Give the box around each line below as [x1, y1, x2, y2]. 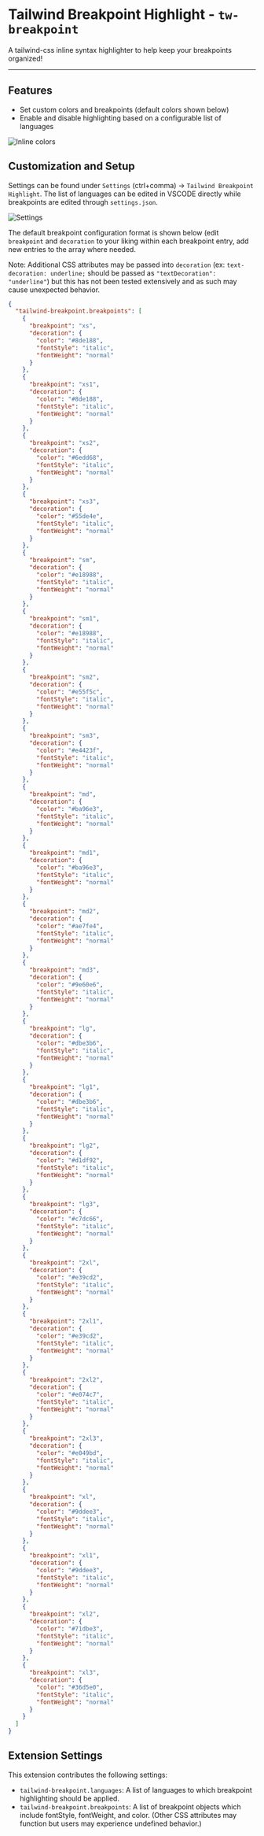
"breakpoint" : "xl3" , [28, 1669, 101, 1677]
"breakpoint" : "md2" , [28, 908, 101, 916]
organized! [8, 54, 43, 63]
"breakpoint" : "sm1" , [28, 615, 101, 623]
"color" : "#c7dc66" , [36, 1215, 104, 1223]
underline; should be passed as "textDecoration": [49, 268, 217, 277]
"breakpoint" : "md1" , [28, 849, 101, 857]
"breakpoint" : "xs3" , [28, 498, 101, 505]
